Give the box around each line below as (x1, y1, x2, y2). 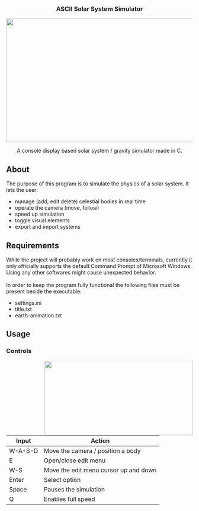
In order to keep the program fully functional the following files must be (6, 281, 180, 288)
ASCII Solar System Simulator (56, 5, 143, 13)
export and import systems (14, 223, 81, 231)
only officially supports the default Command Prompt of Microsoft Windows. (6, 262, 192, 269)
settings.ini (14, 299, 42, 306)
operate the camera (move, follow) (14, 204, 99, 212)
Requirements (6, 240, 59, 251)
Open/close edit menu (43, 456, 105, 465)
